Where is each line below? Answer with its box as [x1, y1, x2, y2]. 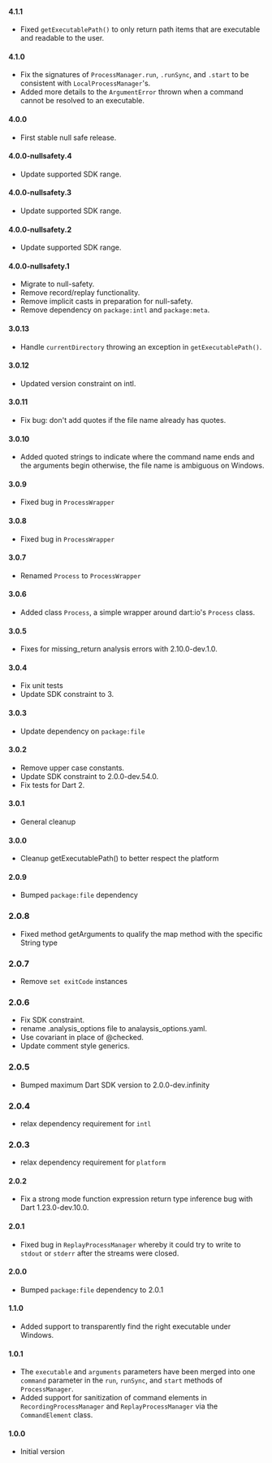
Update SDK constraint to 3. [19, 690, 114, 699]
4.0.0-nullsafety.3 [8, 188, 71, 198]
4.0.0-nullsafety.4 [8, 151, 72, 161]
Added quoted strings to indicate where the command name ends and [19, 452, 255, 462]
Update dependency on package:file [19, 726, 145, 736]
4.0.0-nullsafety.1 [8, 261, 70, 271]
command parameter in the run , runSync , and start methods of [19, 1375, 223, 1386]
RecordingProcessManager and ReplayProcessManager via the [19, 1401, 218, 1411]
